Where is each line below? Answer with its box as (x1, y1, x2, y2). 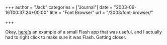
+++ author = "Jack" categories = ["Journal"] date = (5, 4, 113, 10)
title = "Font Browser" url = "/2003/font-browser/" (49, 9, 153, 15)
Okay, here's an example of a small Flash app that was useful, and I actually (5, 29, 162, 34)
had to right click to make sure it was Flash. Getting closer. (5, 34, 127, 40)
